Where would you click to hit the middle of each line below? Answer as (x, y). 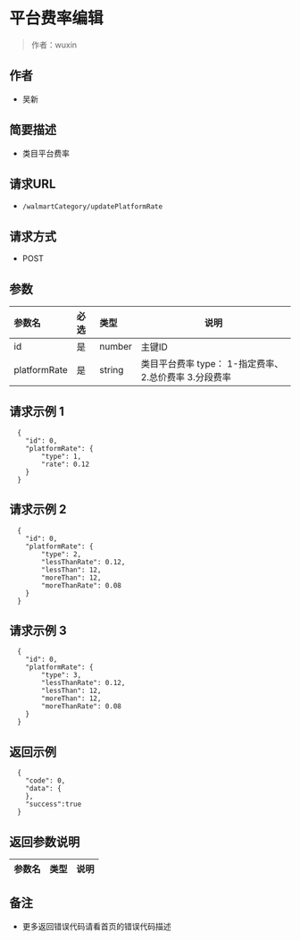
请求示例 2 (38, 509)
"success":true (54, 805)
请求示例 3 (38, 631)
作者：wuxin (54, 45)
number (116, 347)
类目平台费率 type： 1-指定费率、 (212, 364)
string (112, 370)
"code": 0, (46, 781)
